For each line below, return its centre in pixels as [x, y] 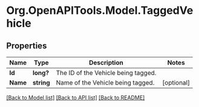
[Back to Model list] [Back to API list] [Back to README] [76, 98]
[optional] [176, 83]
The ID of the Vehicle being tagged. [106, 73]
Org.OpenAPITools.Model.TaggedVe [100, 11]
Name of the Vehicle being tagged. [105, 83]
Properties [27, 46]
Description [106, 63]
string [41, 83]
